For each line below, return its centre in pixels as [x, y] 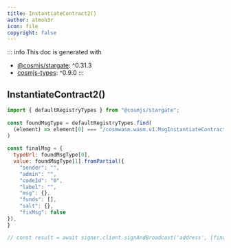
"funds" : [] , [38, 200]
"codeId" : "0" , [41, 180]
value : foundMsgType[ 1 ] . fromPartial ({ [69, 161]
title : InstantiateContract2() [52, 13]
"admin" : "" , [38, 174]
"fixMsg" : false [43, 213]
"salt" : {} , [36, 206]
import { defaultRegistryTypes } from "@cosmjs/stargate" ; [93, 111]
